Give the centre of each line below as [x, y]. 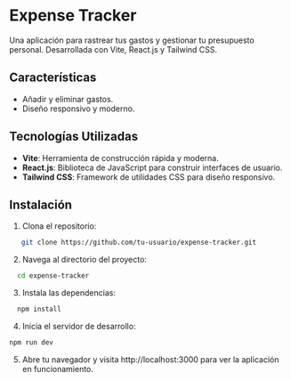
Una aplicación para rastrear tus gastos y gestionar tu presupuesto [132, 40]
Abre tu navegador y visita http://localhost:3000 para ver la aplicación [150, 359]
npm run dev [31, 343]
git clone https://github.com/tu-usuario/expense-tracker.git [138, 243]
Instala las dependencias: [69, 293]
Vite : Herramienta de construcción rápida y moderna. [121, 158]
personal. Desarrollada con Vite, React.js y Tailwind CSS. [113, 49]
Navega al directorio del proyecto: [84, 260]
